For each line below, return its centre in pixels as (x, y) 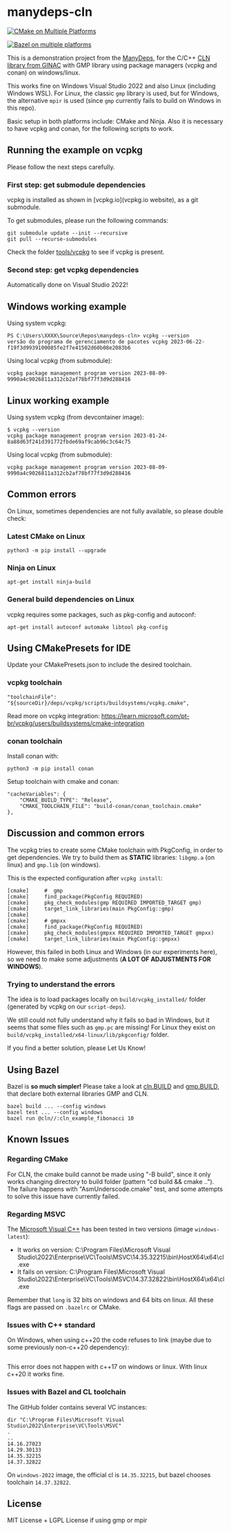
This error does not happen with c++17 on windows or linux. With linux (108, 1367)
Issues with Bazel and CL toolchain (67, 1392)
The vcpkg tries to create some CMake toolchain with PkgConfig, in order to (115, 850)
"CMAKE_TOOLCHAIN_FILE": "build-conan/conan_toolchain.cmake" (111, 807)
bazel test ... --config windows (55, 1112)
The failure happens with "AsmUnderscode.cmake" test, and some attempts (115, 1189)
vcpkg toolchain (35, 682)
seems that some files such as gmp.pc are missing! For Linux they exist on (111, 1027)
